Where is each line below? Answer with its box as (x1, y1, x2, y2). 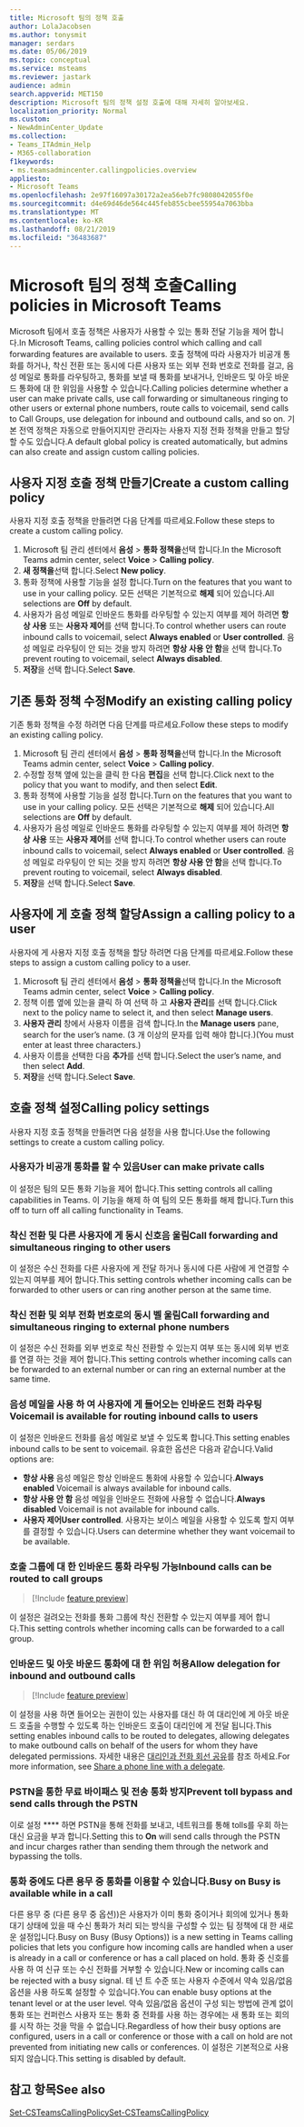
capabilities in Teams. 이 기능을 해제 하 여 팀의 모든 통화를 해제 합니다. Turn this (9, 1194, 294, 1205)
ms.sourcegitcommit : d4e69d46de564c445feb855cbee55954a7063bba (9, 199, 254, 209)
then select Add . (22, 1060, 85, 1071)
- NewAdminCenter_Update (9, 124, 103, 133)
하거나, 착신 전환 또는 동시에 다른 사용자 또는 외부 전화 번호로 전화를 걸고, (25, 360, 285, 371)
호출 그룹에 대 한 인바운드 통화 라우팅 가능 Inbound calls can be (9, 1560, 272, 1573)
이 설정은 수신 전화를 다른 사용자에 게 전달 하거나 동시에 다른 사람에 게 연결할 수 (9, 1263, 290, 1273)
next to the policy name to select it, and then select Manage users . (22, 1006, 274, 1018)
